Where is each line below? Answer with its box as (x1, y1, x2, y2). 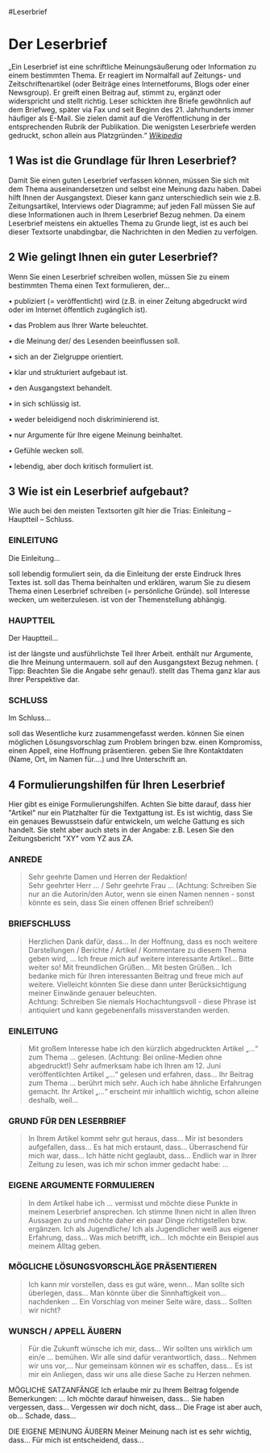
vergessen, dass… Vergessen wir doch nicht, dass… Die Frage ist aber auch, (8, 1402, 263, 1413)
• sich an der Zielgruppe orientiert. (8, 352, 123, 361)
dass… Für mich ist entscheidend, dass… (8, 1435, 144, 1445)
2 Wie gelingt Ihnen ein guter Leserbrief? (8, 251, 218, 264)
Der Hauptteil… (8, 633, 59, 642)
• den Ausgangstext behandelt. (8, 383, 113, 393)
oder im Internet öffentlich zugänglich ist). (8, 305, 147, 314)
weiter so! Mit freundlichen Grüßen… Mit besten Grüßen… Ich (27, 962, 232, 972)
